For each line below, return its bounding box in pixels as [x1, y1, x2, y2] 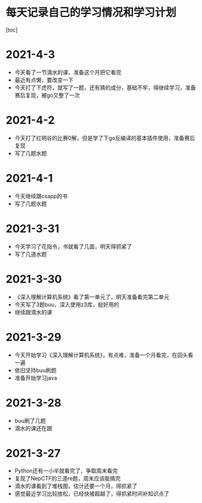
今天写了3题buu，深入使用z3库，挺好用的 [14, 301, 119, 308]
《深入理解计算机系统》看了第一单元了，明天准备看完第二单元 [14, 293, 170, 300]
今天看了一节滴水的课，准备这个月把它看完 [14, 68, 122, 76]
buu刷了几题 [14, 417, 46, 424]
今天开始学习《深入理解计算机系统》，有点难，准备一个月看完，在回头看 [14, 351, 193, 358]
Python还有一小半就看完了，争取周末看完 [14, 467, 118, 474]
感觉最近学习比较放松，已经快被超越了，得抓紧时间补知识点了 [14, 490, 170, 497]
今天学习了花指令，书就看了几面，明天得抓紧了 [14, 243, 132, 250]
